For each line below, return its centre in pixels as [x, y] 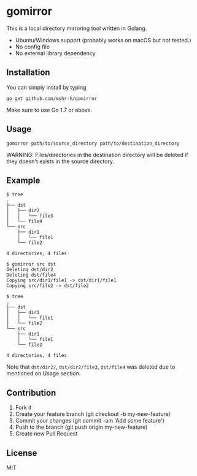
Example [23, 180]
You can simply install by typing [47, 87]
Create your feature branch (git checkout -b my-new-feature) [93, 414]
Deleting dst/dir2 [30, 270]
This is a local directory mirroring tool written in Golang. [77, 28]
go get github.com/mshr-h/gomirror [52, 98]
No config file [33, 47]
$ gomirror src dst [31, 264]
